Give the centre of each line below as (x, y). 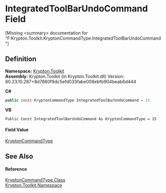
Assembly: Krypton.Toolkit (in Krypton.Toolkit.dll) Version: (65, 76)
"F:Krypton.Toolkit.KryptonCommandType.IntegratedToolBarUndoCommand (83, 38)
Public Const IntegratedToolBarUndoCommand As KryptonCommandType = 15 (81, 119)
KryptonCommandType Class (35, 180)
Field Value (17, 130)
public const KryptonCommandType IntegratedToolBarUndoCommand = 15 (78, 100)
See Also (19, 157)
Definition (21, 59)
